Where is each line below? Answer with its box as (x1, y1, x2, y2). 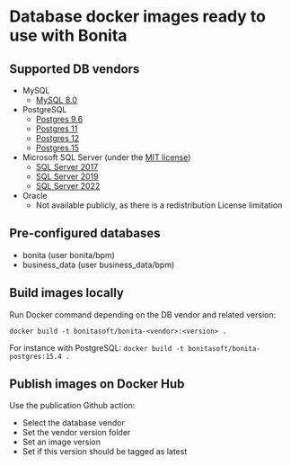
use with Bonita (9, 25, 128, 46)
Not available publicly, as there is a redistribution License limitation (35, 200, 283, 211)
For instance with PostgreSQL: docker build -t (9, 342, 184, 353)
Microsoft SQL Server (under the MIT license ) (22, 152, 191, 163)
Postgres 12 (35, 133, 80, 143)
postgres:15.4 (9, 352, 63, 361)
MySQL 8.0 (35, 94, 78, 105)
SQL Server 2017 (35, 162, 99, 172)
